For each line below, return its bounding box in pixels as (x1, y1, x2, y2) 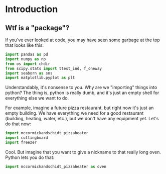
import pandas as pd (5, 52, 49, 57)
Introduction (5, 4, 58, 15)
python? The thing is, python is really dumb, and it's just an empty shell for (5, 90, 159, 96)
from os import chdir (5, 61, 51, 66)
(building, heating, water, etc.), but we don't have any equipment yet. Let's (5, 116, 159, 122)
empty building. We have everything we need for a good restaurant (5, 110, 144, 116)
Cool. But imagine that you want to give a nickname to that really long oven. (5, 149, 161, 155)
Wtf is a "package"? (5, 24, 70, 32)
